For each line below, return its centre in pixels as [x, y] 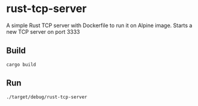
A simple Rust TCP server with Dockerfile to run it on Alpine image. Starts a [99, 25]
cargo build [21, 64]
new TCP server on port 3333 [43, 31]
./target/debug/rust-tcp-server [47, 97]
